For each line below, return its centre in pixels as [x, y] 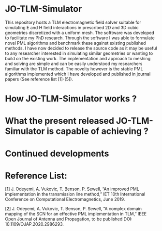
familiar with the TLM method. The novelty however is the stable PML [74, 68]
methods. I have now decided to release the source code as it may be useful [81, 48]
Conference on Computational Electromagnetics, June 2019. [65, 199]
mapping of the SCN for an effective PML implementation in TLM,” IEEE [76, 214]
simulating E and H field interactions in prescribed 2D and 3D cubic [72, 27]
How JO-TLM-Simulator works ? [71, 99]
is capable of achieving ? [98, 131]
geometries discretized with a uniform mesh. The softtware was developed [80, 33]
